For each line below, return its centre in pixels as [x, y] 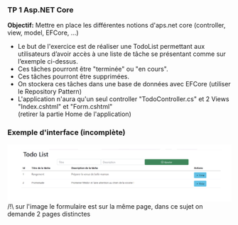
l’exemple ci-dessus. [48, 62]
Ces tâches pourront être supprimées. [74, 76]
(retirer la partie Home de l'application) [74, 114]
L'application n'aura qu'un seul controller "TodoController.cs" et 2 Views [123, 99]
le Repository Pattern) [49, 92]
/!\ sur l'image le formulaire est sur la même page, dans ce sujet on [105, 207]
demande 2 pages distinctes [49, 214]
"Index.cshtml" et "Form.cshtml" [65, 107]
